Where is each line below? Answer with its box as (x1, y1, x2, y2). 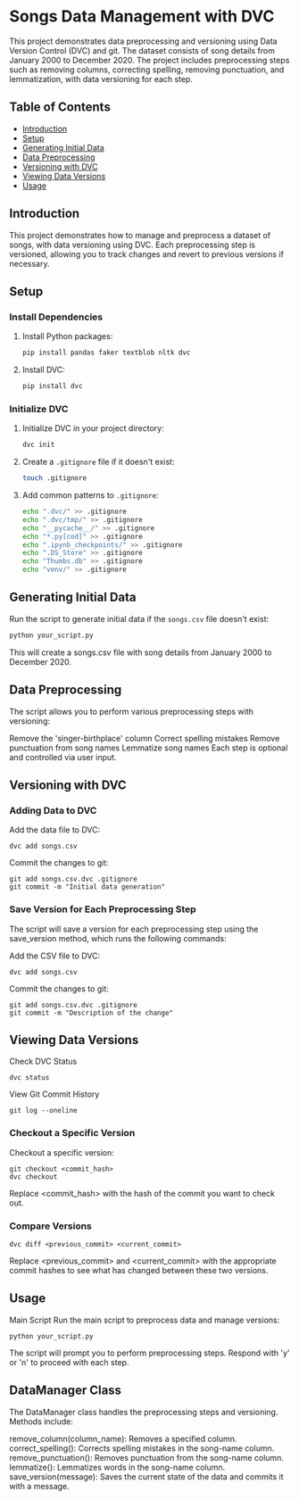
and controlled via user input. (9, 751, 117, 762)
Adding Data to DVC (9, 804, 97, 816)
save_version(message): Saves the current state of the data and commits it (9, 1471, 284, 1482)
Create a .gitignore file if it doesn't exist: (21, 457, 175, 468)
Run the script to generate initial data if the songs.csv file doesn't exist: (9, 613, 270, 624)
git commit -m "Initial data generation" (9, 883, 166, 891)
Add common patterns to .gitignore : (21, 490, 159, 501)
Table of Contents (9, 100, 112, 115)
